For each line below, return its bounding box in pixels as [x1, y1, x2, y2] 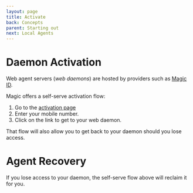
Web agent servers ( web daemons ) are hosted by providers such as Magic [6, 75, 187, 82]
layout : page [6, 8, 38, 15]
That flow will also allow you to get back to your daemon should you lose [6, 128, 182, 135]
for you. [6, 180, 25, 187]
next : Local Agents [6, 31, 54, 36]
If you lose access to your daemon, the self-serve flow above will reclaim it [6, 174, 187, 181]
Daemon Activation [6, 56, 101, 69]
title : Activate [6, 14, 46, 20]
